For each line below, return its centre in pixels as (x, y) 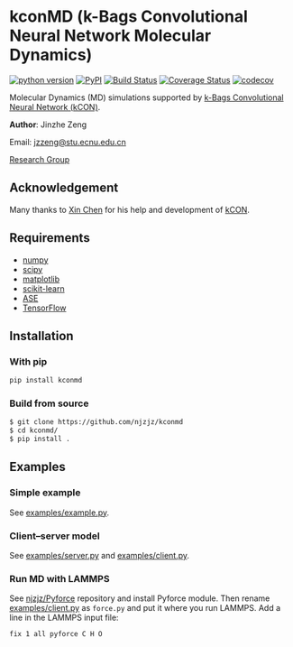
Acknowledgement (64, 188)
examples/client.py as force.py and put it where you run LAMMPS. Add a (145, 608)
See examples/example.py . (60, 513)
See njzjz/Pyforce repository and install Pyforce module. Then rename (140, 598)
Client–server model (55, 536)
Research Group (40, 159)
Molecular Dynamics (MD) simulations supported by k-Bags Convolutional (146, 97)
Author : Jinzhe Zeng (48, 125)
